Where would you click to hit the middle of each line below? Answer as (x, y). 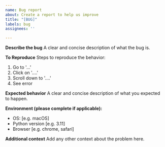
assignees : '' (20, 29)
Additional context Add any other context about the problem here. (75, 139)
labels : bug (18, 24)
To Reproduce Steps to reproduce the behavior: (55, 58)
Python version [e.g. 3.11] (39, 124)
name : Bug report (24, 10)
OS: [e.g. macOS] (31, 118)
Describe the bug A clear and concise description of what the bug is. (78, 48)
